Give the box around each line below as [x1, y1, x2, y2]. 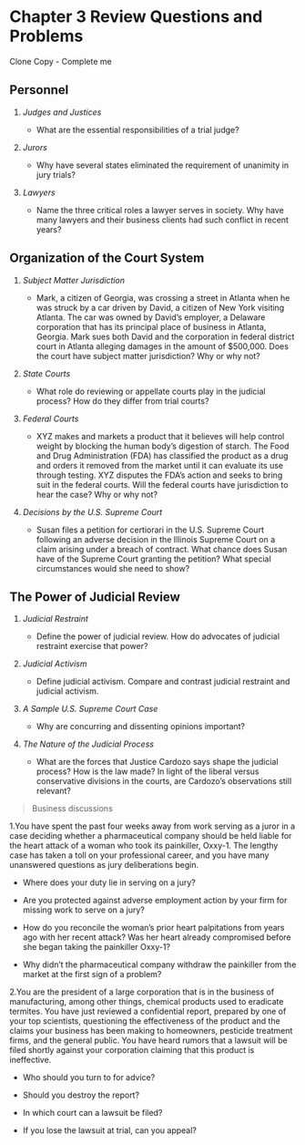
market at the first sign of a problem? [22, 969, 162, 980]
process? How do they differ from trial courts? [36, 395, 209, 407]
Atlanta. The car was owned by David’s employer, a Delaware [36, 312, 266, 323]
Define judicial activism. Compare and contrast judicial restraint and [36, 676, 290, 687]
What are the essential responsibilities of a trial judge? [36, 124, 239, 135]
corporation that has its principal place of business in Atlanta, [36, 321, 267, 332]
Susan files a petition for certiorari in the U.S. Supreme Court [36, 524, 264, 535]
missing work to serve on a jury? [22, 904, 146, 915]
